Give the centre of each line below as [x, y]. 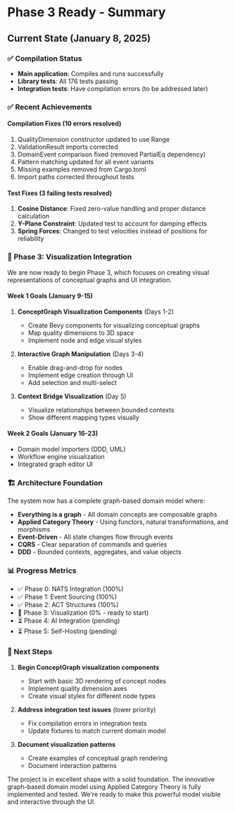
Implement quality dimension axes [77, 688]
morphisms [34, 530]
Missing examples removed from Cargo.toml [82, 169]
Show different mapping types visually [83, 417]
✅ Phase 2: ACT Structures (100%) [68, 604]
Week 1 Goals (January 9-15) [50, 296]
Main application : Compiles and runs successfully [90, 73]
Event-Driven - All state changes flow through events [95, 537]
